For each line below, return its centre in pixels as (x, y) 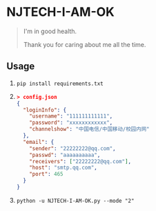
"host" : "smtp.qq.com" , (63, 168)
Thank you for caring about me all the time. (85, 44)
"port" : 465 (46, 174)
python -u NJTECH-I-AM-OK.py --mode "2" (75, 201)
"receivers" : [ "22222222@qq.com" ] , (80, 161)
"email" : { (39, 142)
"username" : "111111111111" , (71, 116)
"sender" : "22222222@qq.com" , (72, 148)
